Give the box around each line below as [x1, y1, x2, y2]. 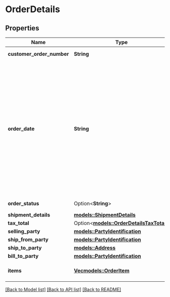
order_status [8, 200, 39, 207]
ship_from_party [8, 236, 49, 243]
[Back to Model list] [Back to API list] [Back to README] [5, 286, 121, 292]
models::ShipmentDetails [74, 211, 136, 218]
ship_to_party [8, 244, 42, 251]
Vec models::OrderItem [74, 267, 130, 274]
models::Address [74, 244, 116, 251]
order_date [8, 125, 35, 132]
